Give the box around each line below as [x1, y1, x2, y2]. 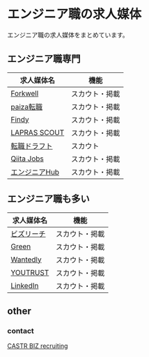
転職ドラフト [10, 141, 54, 150]
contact [7, 326, 35, 335]
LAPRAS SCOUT [10, 127, 65, 137]
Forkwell [10, 88, 39, 98]
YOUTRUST [10, 267, 49, 277]
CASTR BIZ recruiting [7, 342, 68, 350]
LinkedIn [10, 280, 39, 290]
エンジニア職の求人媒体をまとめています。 [7, 31, 129, 39]
